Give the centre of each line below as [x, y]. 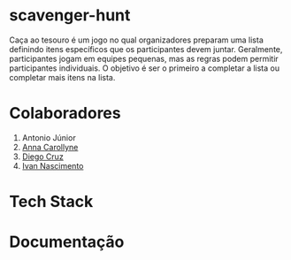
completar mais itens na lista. [62, 77]
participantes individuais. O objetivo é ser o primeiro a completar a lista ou [145, 68]
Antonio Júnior [49, 137]
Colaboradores [65, 114]
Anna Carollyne [50, 147]
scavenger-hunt [70, 15]
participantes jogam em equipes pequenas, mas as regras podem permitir [144, 58]
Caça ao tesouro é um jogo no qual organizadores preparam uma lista [136, 40]
